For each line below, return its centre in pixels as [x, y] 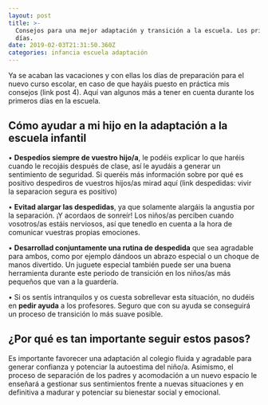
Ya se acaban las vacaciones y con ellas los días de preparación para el [126, 75]
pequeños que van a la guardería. [63, 281]
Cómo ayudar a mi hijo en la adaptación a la [118, 126]
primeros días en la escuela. [55, 101]
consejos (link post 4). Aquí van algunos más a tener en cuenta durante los [131, 92]
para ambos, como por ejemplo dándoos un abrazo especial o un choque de [134, 256]
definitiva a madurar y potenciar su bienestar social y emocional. [114, 392]
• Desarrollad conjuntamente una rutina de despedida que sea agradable [131, 247]
